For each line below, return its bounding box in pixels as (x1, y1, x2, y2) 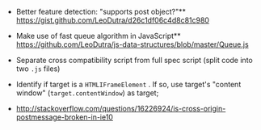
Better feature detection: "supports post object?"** (15, 7, 187, 16)
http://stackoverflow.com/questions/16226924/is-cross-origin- (15, 104, 226, 113)
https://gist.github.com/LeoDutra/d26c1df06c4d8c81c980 (15, 15, 210, 25)
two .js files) (15, 64, 61, 73)
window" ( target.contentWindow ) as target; (15, 88, 159, 98)
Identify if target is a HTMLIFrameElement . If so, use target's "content (15, 80, 242, 89)
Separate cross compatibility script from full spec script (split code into (15, 56, 253, 65)
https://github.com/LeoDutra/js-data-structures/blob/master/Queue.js (15, 40, 249, 49)
